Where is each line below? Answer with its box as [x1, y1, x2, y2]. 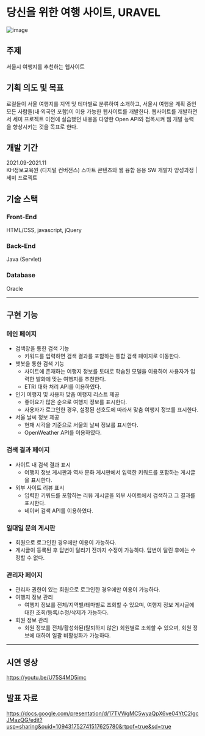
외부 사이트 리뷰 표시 [15, 484, 65, 491]
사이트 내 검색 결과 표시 [15, 460, 71, 468]
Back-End [6, 241, 36, 250]
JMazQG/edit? [6, 716, 43, 723]
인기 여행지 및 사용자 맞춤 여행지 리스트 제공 [15, 391, 120, 398]
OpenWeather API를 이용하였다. [24, 429, 102, 437]
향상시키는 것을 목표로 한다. [12, 123, 78, 130]
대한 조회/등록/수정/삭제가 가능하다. [24, 609, 109, 616]
